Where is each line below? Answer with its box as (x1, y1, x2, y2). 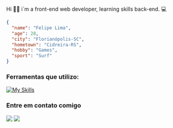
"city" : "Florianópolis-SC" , (11, 36, 85, 42)
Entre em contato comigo (6, 102, 82, 110)
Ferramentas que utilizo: (6, 72, 79, 81)
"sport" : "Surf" (11, 53, 52, 59)
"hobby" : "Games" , (11, 47, 58, 53)
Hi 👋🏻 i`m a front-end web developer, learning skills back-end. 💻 (6, 5, 167, 13)
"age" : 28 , (11, 30, 39, 37)
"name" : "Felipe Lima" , (11, 25, 71, 31)
